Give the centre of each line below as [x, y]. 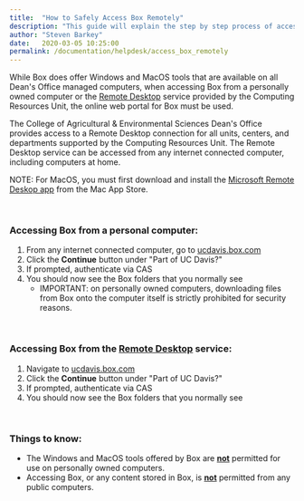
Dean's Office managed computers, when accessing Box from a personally [149, 87]
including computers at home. [65, 162]
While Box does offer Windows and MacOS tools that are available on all [144, 77]
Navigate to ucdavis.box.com [81, 369]
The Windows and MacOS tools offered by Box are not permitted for [154, 458]
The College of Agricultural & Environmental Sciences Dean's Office [136, 124]
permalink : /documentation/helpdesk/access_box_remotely [119, 52]
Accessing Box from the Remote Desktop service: [121, 349]
